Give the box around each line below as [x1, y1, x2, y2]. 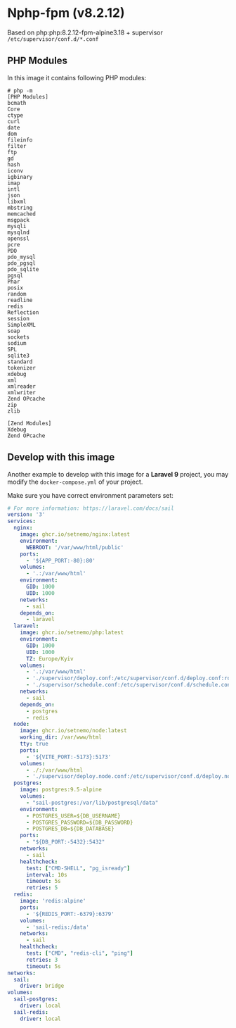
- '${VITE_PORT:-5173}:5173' [25, 753, 112, 760]
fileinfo [7, 136, 33, 144]
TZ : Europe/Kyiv [25, 655, 74, 663]
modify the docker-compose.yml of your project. [7, 477, 143, 486]
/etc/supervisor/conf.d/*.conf [7, 35, 99, 43]
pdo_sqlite [7, 265, 39, 272]
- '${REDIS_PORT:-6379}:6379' [25, 910, 114, 917]
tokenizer [7, 364, 37, 371]
